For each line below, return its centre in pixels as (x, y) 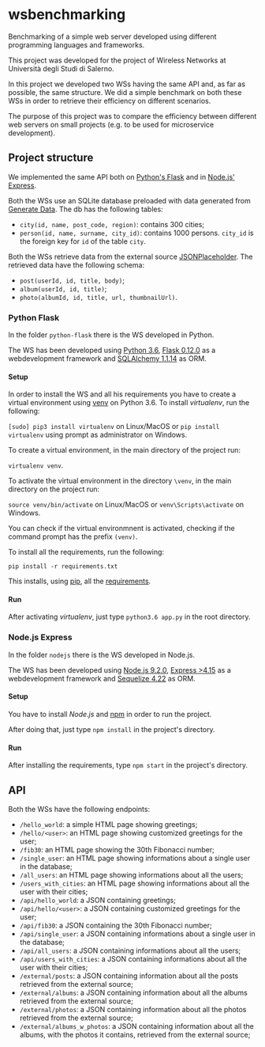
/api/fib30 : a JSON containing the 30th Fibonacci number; (116, 925)
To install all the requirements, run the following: (86, 552)
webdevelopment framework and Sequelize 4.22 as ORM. (102, 678)
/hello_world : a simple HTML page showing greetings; (108, 824)
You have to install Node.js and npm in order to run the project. (110, 714)
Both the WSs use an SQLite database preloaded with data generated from (129, 200)
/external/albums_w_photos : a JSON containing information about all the (136, 1026)
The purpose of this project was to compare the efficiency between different (132, 116)
